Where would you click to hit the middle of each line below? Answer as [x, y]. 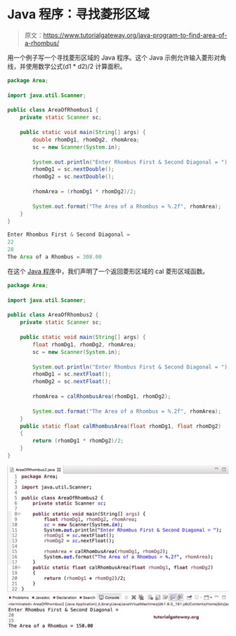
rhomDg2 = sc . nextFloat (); [72, 382]
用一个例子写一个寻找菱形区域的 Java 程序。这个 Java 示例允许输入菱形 [111, 58]
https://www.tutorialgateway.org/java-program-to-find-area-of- [135, 35]
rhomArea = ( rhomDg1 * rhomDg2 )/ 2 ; [85, 192]
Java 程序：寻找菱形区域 [78, 14]
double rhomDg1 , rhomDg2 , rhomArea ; [86, 140]
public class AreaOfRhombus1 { [53, 110]
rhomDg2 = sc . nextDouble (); [73, 177]
